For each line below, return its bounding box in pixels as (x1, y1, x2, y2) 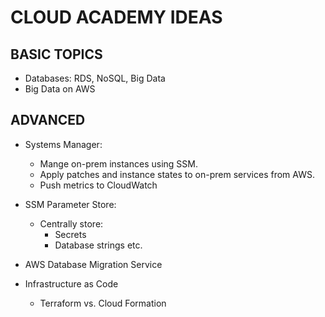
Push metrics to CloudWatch (39, 179, 158, 191)
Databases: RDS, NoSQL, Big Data (24, 72, 166, 84)
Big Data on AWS (24, 83, 96, 95)
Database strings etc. (54, 239, 143, 251)
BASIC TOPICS (10, 46, 103, 63)
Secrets (54, 228, 87, 240)
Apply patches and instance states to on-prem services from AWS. (39, 168, 315, 180)
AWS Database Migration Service (24, 258, 163, 270)
